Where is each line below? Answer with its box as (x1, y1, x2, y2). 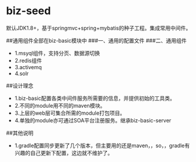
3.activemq (14, 63, 42, 70)
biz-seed (6, 4, 51, 18)
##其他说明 (6, 129, 34, 137)
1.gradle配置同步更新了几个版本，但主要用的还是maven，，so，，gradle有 (14, 142, 190, 149)
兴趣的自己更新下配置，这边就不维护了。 (14, 149, 113, 156)
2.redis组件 (14, 57, 42, 64)
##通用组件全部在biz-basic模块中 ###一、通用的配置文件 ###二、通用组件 (6, 37, 187, 44)
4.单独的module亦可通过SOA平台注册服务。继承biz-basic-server (14, 116, 172, 124)
